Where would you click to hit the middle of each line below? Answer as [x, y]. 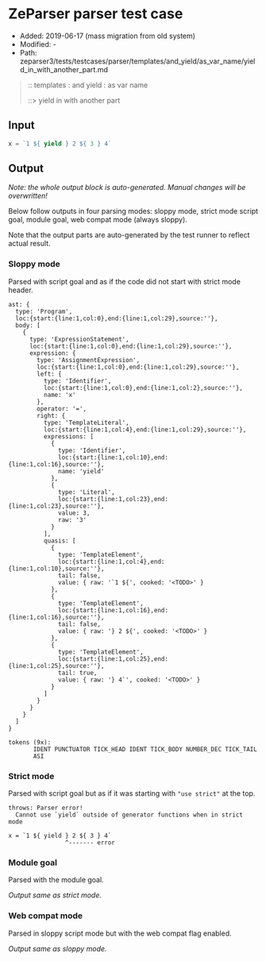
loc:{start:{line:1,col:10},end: [114, 457]
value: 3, [74, 513]
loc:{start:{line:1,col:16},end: [114, 610]
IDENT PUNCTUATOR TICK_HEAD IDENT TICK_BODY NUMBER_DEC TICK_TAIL [145, 749]
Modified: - [38, 44]
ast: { [19, 304]
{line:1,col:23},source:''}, [56, 506]
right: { [51, 415]
